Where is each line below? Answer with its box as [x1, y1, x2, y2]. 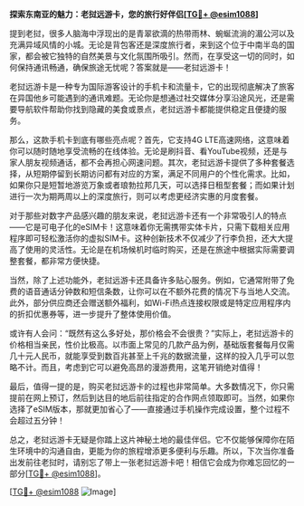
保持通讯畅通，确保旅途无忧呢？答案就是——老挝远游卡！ [16, 62, 232, 72]
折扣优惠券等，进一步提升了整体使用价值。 [16, 309, 176, 320]
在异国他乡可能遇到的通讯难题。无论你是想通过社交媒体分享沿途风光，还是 [9, 92, 287, 103]
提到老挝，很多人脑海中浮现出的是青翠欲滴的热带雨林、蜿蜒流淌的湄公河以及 [9, 28, 295, 39]
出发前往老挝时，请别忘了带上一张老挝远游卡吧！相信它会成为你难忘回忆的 [9, 457, 287, 467]
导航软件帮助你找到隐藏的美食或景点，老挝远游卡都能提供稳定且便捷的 [16, 104, 279, 114]
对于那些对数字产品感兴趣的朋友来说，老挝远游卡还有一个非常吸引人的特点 [9, 210, 287, 221]
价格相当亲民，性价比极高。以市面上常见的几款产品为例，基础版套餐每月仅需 [9, 339, 295, 349]
